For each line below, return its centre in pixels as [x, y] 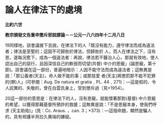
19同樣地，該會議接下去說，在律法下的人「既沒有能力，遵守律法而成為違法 [80, 45]
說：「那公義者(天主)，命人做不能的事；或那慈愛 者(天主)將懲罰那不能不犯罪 [81, 76]
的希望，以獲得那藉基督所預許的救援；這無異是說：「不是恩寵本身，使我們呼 [81, 104]
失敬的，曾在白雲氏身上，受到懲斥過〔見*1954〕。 [76, 88]
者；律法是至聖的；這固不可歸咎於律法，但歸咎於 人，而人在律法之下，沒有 [81, 51]
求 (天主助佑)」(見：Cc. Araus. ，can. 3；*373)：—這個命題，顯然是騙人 [78, 110]
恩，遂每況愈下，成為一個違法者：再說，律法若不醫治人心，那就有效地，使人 [82, 57]
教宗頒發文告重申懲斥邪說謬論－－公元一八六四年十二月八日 [65, 35]
